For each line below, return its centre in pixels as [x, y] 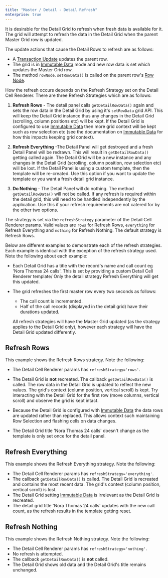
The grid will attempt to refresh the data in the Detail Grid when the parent [81, 34]
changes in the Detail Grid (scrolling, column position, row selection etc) [87, 163]
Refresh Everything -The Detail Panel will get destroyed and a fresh [83, 147]
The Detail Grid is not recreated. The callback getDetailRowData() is [83, 379]
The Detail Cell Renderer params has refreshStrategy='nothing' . [79, 548]
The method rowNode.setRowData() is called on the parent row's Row [83, 75]
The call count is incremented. [51, 301]
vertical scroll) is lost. [34, 490]
